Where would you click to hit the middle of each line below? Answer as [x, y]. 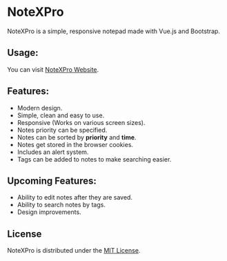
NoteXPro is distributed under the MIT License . [74, 251]
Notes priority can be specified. [62, 130]
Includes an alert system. [53, 152]
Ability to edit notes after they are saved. [75, 197]
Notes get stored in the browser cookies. [75, 144]
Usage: [23, 53]
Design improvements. [49, 212]
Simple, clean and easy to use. [61, 115]
